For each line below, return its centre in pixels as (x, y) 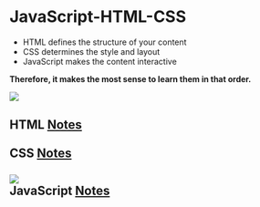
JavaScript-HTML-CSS (98, 17)
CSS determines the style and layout (91, 51)
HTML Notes (46, 125)
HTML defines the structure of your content (104, 42)
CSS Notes (41, 154)
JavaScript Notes (60, 191)
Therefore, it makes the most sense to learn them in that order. (130, 78)
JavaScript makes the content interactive (100, 61)
